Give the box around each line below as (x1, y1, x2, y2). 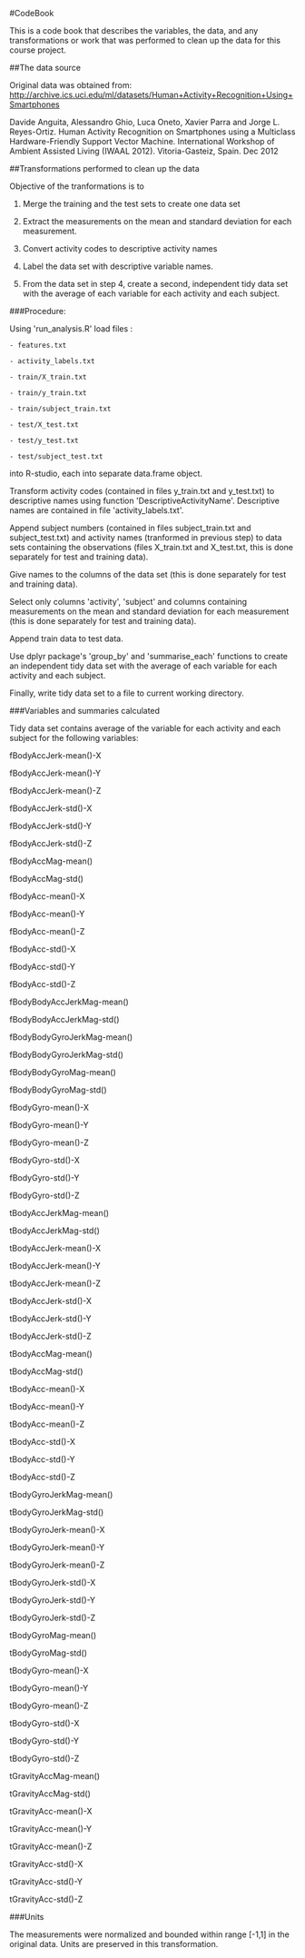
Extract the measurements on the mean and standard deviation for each (22, 216, 292, 226)
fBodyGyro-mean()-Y (9, 1120, 89, 1130)
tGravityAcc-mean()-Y (9, 1824, 93, 1834)
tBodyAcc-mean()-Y (9, 1401, 84, 1411)
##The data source (9, 63, 82, 73)
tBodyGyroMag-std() (9, 1647, 88, 1658)
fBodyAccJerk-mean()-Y (9, 767, 102, 778)
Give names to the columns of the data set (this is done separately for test (9, 569, 287, 579)
